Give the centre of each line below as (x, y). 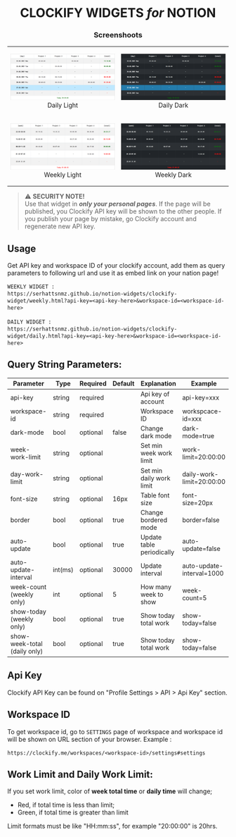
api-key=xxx (201, 398)
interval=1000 (203, 573)
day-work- (27, 474)
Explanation (158, 384)
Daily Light (63, 105)
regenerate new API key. (60, 226)
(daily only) (27, 651)
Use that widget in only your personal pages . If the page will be (117, 204)
